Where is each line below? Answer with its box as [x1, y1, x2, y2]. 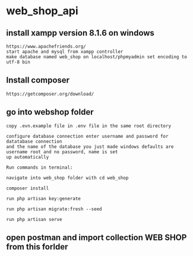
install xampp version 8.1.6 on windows [6, 28, 154, 38]
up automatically [6, 154, 49, 160]
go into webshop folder [6, 107, 94, 117]
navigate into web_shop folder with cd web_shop [6, 175, 129, 181]
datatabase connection [6, 138, 62, 144]
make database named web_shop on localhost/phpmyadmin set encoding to [6, 54, 187, 60]
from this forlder [6, 242, 68, 252]
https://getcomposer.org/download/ [6, 91, 94, 97]
